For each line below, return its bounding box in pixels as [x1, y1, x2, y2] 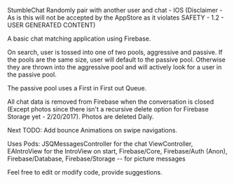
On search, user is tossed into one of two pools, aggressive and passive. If [7, 48, 223, 56]
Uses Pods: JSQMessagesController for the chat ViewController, [7, 140, 193, 148]
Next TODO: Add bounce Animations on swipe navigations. [7, 126, 177, 134]
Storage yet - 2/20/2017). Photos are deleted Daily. [7, 112, 154, 121]
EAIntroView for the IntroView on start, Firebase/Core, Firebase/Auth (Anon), [7, 147, 228, 155]
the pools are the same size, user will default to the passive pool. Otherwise [7, 55, 226, 64]
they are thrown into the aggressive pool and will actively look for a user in [7, 63, 222, 71]
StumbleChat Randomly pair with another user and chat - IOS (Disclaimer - [7, 6, 223, 14]
